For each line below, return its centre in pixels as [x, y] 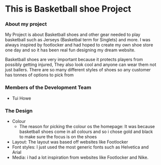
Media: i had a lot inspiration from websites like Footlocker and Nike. [80, 157]
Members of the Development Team [48, 87]
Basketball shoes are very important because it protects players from [74, 60]
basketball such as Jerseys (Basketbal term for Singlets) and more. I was [78, 40]
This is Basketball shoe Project [68, 9]
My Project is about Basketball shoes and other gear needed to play [73, 34]
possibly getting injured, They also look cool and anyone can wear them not [81, 65]
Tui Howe [22, 98]
